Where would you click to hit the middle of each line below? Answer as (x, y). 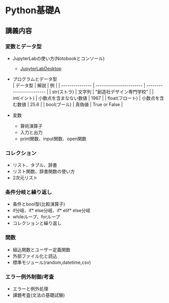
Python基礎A (33, 10)
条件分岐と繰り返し (29, 192)
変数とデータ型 (24, 46)
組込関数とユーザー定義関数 (41, 250)
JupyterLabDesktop (41, 69)
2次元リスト (25, 178)
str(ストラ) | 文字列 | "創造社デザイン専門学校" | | (103, 91)
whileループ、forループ (36, 217)
